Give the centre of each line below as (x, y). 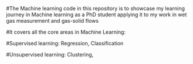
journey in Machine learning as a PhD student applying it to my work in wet (97, 15)
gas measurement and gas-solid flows (52, 21)
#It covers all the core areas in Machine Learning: (66, 32)
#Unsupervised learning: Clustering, (50, 54)
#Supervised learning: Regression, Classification (65, 43)
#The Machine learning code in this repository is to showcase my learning (96, 8)
